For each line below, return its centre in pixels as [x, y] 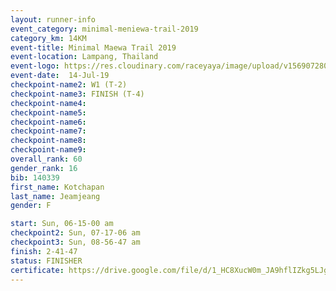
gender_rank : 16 [44, 168]
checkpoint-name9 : [48, 150]
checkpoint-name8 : [48, 141]
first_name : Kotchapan [57, 187]
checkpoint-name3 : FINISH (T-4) [77, 94]
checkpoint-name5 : [48, 112]
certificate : [37, 270]
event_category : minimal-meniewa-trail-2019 [104, 29]
